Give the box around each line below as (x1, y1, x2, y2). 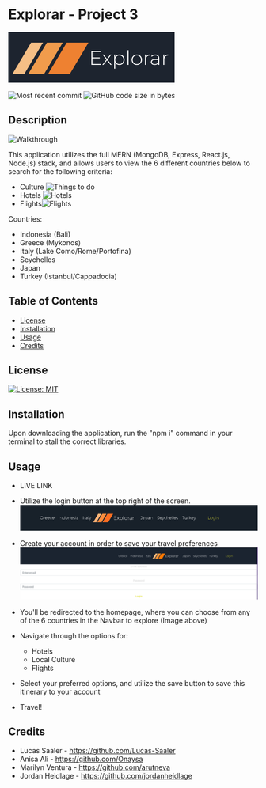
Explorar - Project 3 (8, 6, 139, 24)
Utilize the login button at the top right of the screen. (19, 496, 192, 506)
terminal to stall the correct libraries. (8, 437, 127, 446)
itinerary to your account (19, 687, 101, 696)
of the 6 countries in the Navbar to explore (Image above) (19, 616, 207, 625)
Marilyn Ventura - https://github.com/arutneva (19, 763, 171, 772)
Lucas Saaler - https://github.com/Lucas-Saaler (19, 746, 176, 756)
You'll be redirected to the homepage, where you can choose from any (19, 607, 251, 616)
